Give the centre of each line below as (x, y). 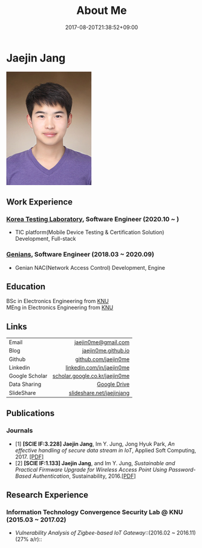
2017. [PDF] (29, 457)
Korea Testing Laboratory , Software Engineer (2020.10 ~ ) (93, 219)
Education (26, 287)
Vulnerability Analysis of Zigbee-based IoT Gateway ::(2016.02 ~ (95, 533)
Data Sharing (25, 384)
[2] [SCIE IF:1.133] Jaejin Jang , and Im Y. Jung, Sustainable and (95, 463)
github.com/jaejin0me (103, 359)
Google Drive (113, 384)
